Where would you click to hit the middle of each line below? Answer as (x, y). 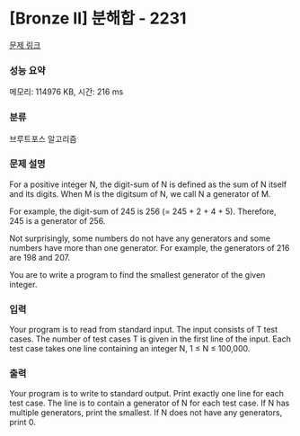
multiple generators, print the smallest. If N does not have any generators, (146, 413)
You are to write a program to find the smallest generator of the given (137, 274)
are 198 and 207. (40, 257)
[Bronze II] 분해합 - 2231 (98, 18)
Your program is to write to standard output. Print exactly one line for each (147, 394)
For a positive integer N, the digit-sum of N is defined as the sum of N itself (148, 184)
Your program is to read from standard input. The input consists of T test (144, 330)
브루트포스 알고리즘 (43, 138)
